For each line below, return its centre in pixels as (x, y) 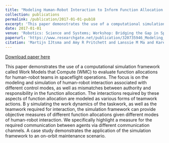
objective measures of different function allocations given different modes (82, 114)
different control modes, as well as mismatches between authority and (78, 88)
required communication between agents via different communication (77, 125)
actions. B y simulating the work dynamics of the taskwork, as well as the (81, 104)
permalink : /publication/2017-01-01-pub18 (50, 19)
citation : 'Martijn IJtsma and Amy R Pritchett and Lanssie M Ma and (80, 43)
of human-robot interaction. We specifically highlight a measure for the (79, 120)
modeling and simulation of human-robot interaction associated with (76, 82)
